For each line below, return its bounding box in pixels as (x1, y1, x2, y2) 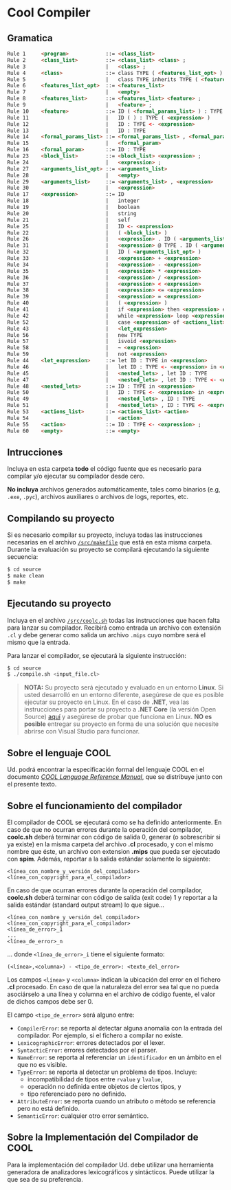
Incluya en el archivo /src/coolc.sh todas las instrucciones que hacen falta (7, 616, 220, 624)
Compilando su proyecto (7, 512, 115, 524)
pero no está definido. (16, 1104, 80, 1112)
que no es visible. (16, 1060, 67, 1068)
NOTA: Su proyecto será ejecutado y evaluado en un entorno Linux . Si (23, 683, 224, 692)
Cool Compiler (7, 5, 91, 21)
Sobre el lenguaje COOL (7, 747, 111, 759)
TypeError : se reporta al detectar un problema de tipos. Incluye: (16, 1068, 197, 1076)
